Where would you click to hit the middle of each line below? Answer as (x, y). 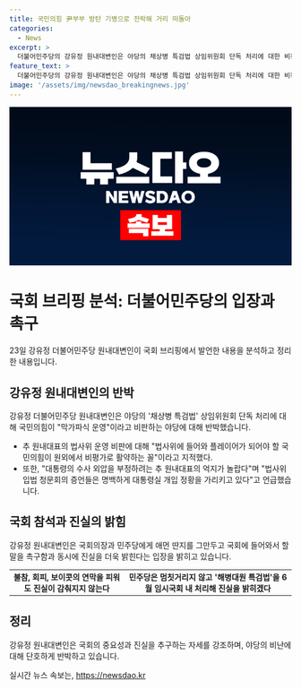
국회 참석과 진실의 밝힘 (68, 522)
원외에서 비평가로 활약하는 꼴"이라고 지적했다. (133, 457)
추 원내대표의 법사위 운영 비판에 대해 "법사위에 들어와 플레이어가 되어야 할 (150, 446)
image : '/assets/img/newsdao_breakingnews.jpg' (100, 85)
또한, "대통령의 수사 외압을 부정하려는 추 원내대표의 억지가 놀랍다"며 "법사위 (154, 469)
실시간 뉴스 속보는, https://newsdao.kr (77, 675)
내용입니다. (38, 362)
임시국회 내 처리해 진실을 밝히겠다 (212, 588)
